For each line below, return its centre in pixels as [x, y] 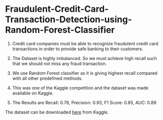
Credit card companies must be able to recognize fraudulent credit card [85, 43]
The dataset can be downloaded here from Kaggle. [57, 112]
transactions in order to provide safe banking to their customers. [78, 49]
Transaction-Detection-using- [69, 19]
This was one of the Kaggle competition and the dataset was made [80, 88]
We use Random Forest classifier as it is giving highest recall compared [85, 73]
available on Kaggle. [33, 93]
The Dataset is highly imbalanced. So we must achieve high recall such [84, 58]
